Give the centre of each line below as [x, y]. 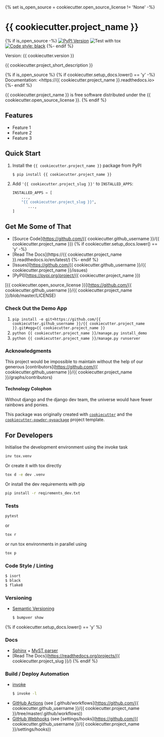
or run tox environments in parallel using [46, 544]
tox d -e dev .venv [25, 475]
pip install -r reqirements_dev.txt [43, 493]
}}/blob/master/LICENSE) [31, 295]
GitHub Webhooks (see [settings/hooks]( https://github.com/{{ [75, 719]
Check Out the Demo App [36, 308]
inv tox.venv [18, 456]
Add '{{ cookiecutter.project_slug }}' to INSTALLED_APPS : [73, 184]
